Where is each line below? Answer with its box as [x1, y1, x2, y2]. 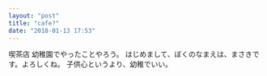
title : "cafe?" [8, 19, 60, 27]
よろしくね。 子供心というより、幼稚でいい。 [21, 59, 172, 69]
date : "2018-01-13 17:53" [8, 26, 95, 34]
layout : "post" [8, 11, 60, 20]
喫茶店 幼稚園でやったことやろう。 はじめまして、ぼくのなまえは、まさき [8, 50, 252, 59]
